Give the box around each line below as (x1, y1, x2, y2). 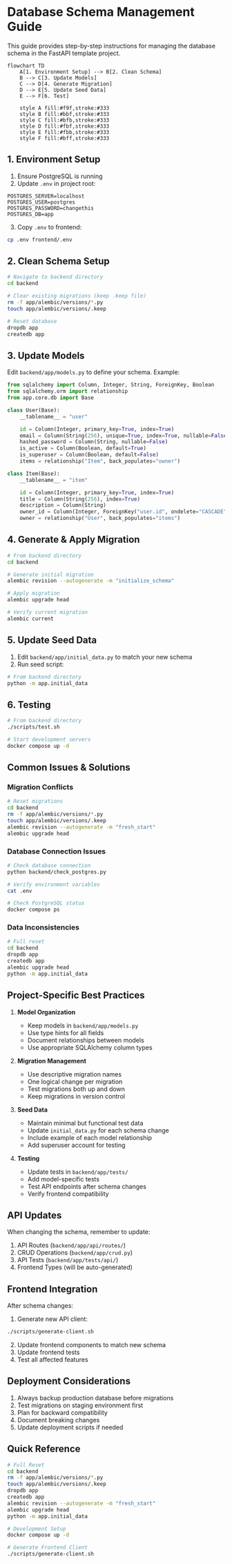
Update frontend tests (17, 1348, 80, 1357)
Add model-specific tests (27, 1175, 100, 1183)
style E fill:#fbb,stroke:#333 (19, 128, 110, 135)
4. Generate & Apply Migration (7, 534, 140, 546)
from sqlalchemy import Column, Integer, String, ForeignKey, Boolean (7, 381, 215, 389)
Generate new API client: (17, 1315, 88, 1323)
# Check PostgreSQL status (7, 900, 85, 907)
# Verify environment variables (7, 881, 100, 888)
